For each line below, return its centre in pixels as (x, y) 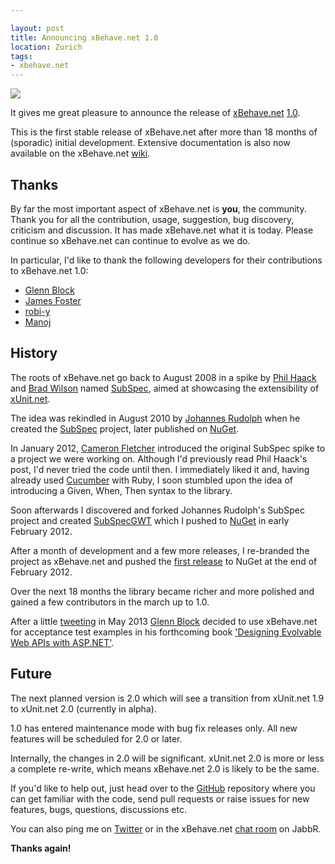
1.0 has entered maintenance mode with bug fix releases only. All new (154, 728)
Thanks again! (41, 848)
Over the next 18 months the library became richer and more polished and (162, 591)
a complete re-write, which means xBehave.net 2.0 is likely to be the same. (165, 768)
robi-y (37, 311)
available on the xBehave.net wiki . (80, 153)
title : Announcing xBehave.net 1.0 (84, 37)
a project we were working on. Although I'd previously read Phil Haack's (159, 458)
